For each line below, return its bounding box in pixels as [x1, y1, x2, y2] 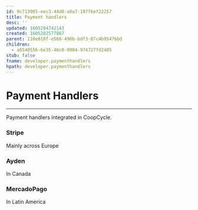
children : [6, 42, 31, 48]
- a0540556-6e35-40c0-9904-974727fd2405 [11, 47, 112, 53]
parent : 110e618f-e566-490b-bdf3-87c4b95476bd [6, 36, 123, 42]
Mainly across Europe [6, 142, 59, 149]
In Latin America [6, 198, 46, 205]
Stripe [6, 129, 24, 137]
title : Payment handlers [6, 14, 67, 20]
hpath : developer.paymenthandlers [6, 63, 91, 70]
